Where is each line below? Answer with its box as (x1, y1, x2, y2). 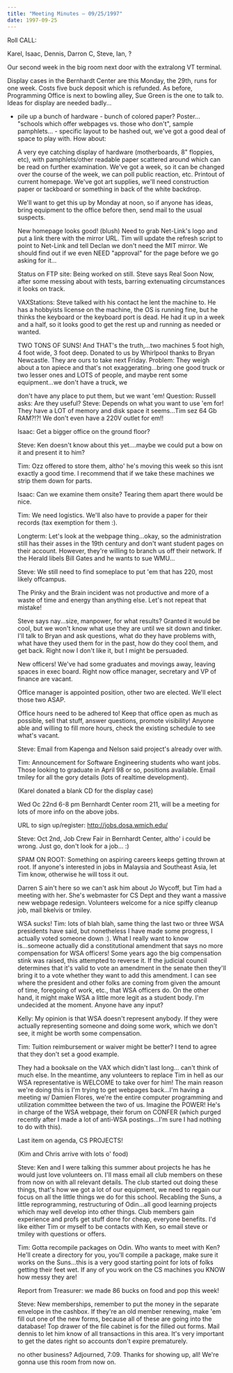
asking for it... (17, 256, 57, 265)
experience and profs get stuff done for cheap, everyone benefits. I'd (17, 1215, 216, 1223)
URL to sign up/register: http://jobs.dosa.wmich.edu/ (17, 821, 168, 829)
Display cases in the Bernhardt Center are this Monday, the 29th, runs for (7, 76, 217, 84)
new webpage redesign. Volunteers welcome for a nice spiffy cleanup (17, 898, 218, 906)
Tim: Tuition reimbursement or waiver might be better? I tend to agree (17, 1042, 217, 1050)
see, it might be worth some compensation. (17, 1029, 142, 1037)
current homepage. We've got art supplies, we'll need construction (17, 177, 209, 185)
